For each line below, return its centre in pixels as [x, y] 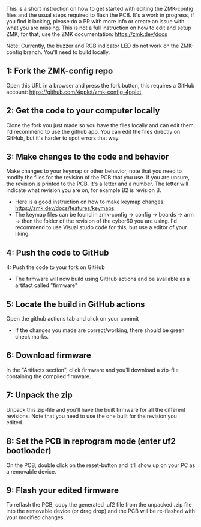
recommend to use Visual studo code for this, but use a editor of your [101, 227]
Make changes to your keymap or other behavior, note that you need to [94, 171]
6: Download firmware [49, 356]
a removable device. [31, 471]
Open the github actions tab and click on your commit [73, 319]
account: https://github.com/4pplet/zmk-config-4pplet [74, 92]
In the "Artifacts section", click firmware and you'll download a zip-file [92, 370]
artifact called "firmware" [46, 285]
